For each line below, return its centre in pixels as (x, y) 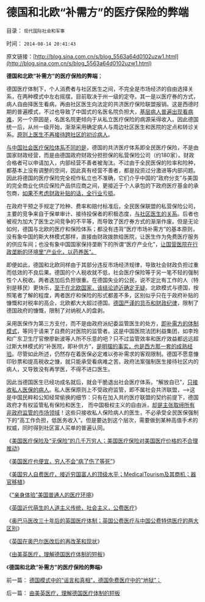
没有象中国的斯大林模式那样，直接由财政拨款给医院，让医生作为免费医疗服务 (103, 236)
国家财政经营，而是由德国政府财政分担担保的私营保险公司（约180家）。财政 (100, 155)
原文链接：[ (21, 56)
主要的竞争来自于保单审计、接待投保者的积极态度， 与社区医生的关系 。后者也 (103, 213)
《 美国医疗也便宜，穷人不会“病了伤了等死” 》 (62, 461)
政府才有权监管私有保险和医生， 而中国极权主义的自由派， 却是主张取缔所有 (101, 405)
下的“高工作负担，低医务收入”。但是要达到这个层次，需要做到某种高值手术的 (102, 420)
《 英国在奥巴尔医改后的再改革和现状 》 (54, 541)
